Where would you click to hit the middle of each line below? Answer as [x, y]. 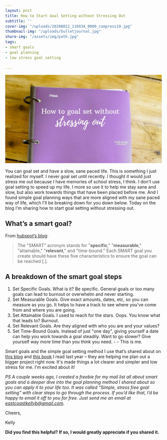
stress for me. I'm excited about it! [40, 367]
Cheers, [13, 413]
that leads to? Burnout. [36, 320]
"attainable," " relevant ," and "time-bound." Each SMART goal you [84, 251]
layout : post [19, 10]
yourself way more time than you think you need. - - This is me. [77, 342]
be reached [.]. [33, 261]
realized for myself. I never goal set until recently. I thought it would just [78, 176]
